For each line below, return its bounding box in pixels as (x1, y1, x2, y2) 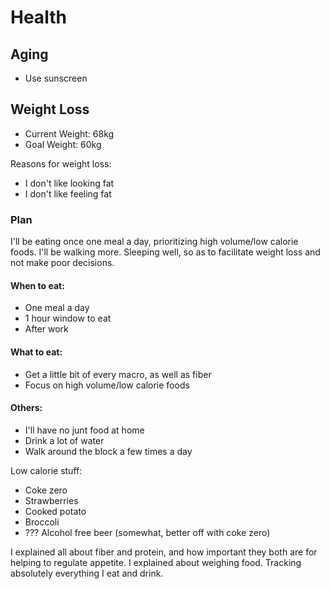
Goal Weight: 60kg (24, 138, 102, 150)
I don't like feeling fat (24, 187, 112, 200)
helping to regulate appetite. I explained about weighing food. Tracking (10, 556, 302, 568)
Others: (10, 402, 43, 414)
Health (10, 6, 67, 29)
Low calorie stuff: (10, 464, 83, 476)
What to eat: (10, 346, 63, 358)
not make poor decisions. (10, 257, 115, 269)
